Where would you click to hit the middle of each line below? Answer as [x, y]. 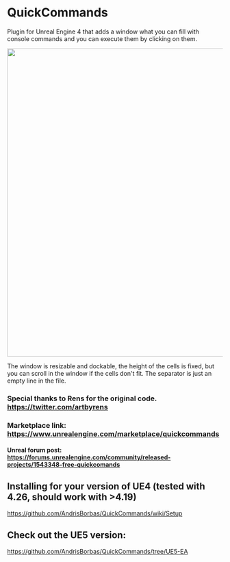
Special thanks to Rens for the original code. [82, 398]
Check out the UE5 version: [67, 535]
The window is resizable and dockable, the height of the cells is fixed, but [111, 366]
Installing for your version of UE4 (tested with [106, 486]
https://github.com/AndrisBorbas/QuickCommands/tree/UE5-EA [98, 551]
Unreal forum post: [35, 450]
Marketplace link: [37, 425]
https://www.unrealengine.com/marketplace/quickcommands [113, 434]
